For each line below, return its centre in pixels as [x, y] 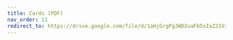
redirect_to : [26, 26]
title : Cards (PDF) [35, 13]
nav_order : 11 [28, 20]
